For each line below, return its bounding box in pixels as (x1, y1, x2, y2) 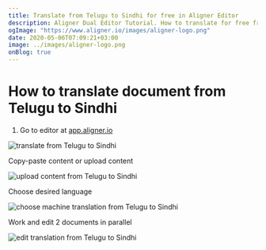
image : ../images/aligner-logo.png (8, 41, 126, 49)
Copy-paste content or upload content (8, 156, 134, 165)
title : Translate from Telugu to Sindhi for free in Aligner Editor (8, 11, 239, 20)
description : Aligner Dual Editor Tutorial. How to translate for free (8, 19, 249, 27)
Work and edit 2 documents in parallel (8, 217, 132, 226)
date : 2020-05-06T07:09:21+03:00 (8, 33, 119, 42)
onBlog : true (8, 48, 51, 56)
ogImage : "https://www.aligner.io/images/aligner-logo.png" (8, 26, 211, 34)
